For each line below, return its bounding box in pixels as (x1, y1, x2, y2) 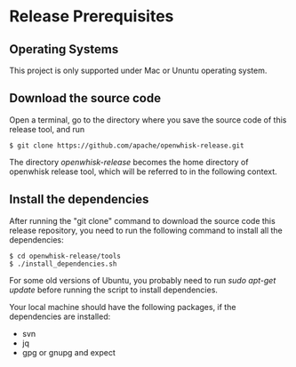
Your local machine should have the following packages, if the (9, 301, 236, 312)
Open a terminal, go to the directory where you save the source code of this (9, 114, 287, 125)
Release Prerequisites (9, 6, 174, 27)
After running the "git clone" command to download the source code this (9, 215, 276, 226)
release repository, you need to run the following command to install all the (9, 225, 283, 235)
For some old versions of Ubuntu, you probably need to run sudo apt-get (9, 275, 276, 285)
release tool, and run (9, 124, 85, 134)
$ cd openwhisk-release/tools (9, 251, 122, 260)
